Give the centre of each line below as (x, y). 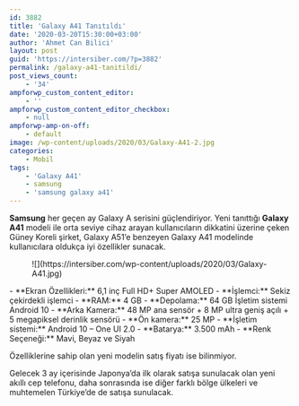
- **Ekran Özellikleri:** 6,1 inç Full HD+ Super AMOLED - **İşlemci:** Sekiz (150, 291)
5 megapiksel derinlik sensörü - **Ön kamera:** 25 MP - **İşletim (133, 320)
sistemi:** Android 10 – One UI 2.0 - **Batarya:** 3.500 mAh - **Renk (141, 329)
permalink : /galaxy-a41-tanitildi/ (76, 68)
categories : (31, 151)
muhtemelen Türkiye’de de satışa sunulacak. (91, 392)
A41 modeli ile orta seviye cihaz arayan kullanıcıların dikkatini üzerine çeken (149, 228)
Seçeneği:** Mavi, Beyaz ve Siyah (72, 338)
